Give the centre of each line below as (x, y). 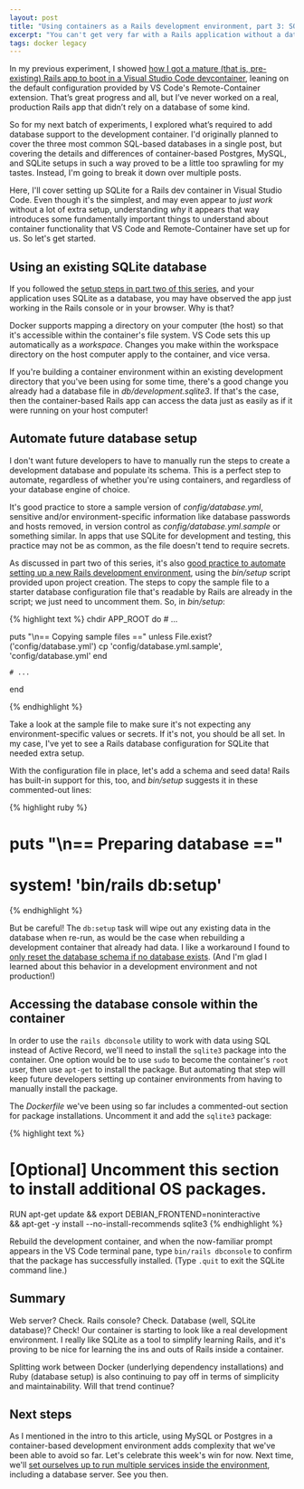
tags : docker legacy (48, 43)
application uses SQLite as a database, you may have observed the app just (151, 299)
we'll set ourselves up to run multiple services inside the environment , (140, 1465)
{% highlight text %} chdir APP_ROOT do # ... (94, 619)
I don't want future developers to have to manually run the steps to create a (150, 460)
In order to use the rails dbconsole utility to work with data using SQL (140, 1040)
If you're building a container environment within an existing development (146, 372)
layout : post (34, 18)
